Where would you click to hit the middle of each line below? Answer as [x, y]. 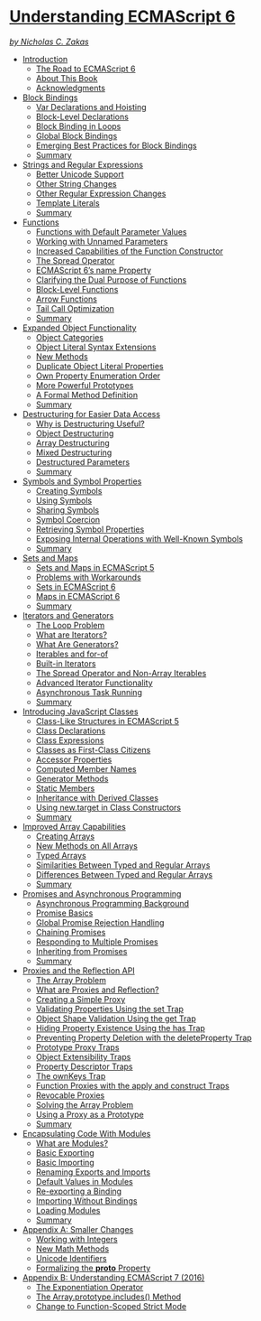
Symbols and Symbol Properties [82, 481]
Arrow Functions [66, 299]
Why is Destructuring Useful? [90, 423]
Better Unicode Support [80, 174]
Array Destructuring [72, 442]
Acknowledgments [71, 88]
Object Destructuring [75, 433]
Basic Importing [65, 1162]
